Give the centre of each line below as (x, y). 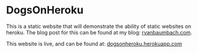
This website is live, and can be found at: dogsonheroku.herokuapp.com (94, 44)
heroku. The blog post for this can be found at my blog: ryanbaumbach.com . (99, 32)
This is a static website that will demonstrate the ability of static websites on (99, 26)
